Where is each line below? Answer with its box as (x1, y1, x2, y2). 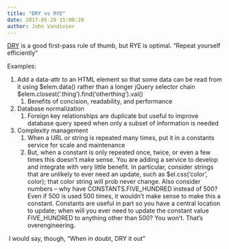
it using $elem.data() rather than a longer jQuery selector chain (16, 83, 195, 91)
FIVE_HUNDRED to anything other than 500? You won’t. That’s (27, 214, 204, 222)
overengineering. (27, 221, 76, 230)
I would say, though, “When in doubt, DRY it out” (8, 235, 146, 243)
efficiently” (7, 49, 38, 57)
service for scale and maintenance (27, 141, 125, 150)
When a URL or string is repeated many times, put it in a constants (27, 134, 215, 142)
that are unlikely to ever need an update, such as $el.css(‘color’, (27, 170, 208, 178)
